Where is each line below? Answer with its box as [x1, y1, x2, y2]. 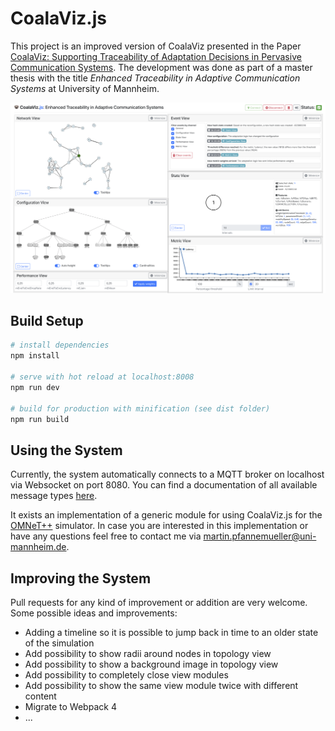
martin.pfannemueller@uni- [203, 530, 317, 542]
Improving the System [10, 570, 152, 587]
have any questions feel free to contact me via [10, 530, 202, 542]
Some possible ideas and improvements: [10, 607, 178, 619]
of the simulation [24, 637, 95, 649]
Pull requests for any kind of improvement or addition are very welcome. [10, 597, 308, 609]
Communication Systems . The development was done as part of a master [10, 61, 313, 73]
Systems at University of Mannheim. [10, 82, 160, 94]
